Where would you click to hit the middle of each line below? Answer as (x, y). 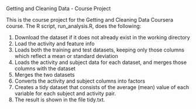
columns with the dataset (45, 69)
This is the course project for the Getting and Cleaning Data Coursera (90, 20)
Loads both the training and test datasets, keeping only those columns (99, 50)
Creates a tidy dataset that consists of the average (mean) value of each (102, 87)
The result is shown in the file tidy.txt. (60, 100)
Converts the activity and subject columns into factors (80, 81)
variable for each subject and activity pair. (65, 93)
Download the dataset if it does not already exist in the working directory (102, 37)
